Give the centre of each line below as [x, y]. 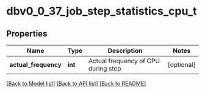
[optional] [182, 65]
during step [105, 68]
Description [125, 51]
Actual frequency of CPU [124, 61]
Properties [27, 34]
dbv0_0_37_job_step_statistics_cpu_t [102, 11]
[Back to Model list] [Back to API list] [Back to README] [76, 84]
